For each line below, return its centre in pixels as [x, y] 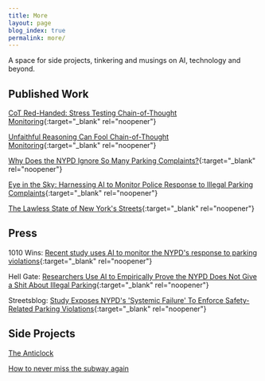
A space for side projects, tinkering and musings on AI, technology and [125, 60]
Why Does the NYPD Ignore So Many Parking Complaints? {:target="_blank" [132, 161]
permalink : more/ [37, 38]
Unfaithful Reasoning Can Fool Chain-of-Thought [89, 137]
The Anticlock [31, 353]
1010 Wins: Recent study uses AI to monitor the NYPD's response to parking [132, 252]
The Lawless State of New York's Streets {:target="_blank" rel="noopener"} [131, 208]
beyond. [22, 69]
